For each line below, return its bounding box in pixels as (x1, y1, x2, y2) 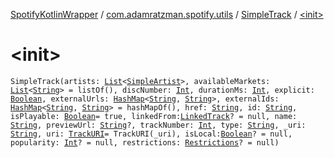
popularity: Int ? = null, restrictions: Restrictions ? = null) (10, 137, 280, 148)
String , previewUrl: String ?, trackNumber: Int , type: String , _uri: (10, 120, 307, 130)
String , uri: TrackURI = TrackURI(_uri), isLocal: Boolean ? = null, (10, 129, 293, 139)
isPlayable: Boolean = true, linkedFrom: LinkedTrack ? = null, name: (10, 111, 298, 121)
